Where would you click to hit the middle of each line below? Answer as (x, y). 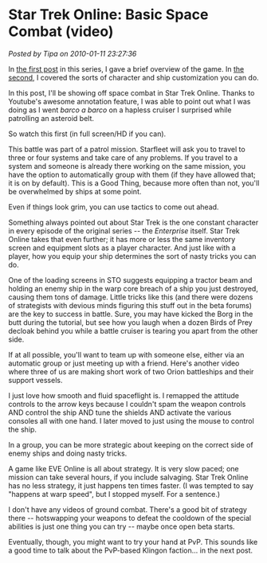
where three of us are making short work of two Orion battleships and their (131, 371)
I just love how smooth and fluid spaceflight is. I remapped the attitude (124, 395)
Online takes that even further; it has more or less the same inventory (122, 239)
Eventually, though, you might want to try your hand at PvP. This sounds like (133, 541)
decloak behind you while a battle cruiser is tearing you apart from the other (133, 330)
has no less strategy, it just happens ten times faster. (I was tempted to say (131, 485)
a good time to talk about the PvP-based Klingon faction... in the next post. (131, 550)
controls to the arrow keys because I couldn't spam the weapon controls (127, 404)
